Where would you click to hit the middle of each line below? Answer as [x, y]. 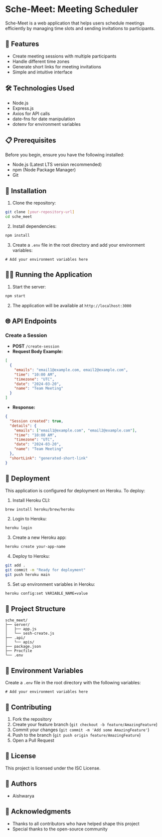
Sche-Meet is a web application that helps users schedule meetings [75, 23]
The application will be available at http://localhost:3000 [72, 305]
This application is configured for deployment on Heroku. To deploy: [75, 490]
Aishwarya [23, 796]
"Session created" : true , [37, 421]
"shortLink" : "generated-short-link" [49, 458]
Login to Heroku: [30, 519]
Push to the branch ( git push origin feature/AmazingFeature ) [77, 735]
